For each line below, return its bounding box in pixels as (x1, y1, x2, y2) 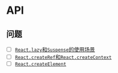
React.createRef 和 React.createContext (14, 53, 112, 60)
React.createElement (14, 61, 66, 68)
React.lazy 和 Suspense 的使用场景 (14, 46, 95, 53)
